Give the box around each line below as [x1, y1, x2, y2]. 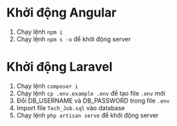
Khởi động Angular [6, 5, 117, 21]
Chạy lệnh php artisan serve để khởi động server [16, 111, 159, 119]
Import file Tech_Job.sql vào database [16, 103, 125, 112]
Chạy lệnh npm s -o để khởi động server [16, 34, 131, 43]
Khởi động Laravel [6, 59, 113, 75]
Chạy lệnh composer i [16, 81, 79, 90]
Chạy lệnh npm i [16, 28, 63, 36]
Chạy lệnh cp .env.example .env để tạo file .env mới [16, 89, 166, 97]
